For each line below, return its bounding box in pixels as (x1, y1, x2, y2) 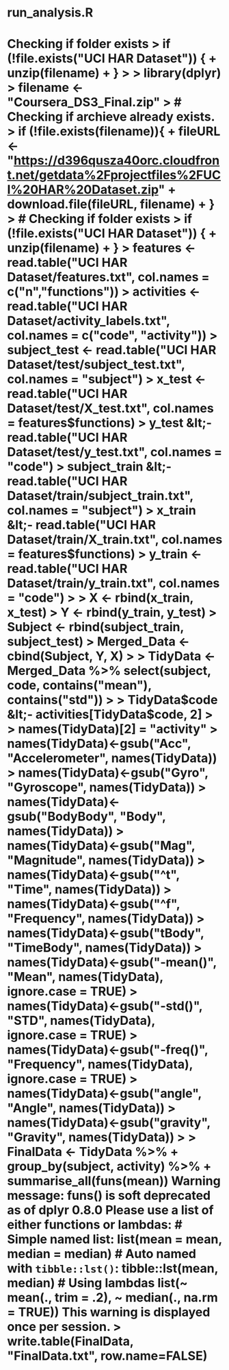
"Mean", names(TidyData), (7, 969, 164, 985)
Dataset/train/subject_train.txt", (7, 488, 193, 504)
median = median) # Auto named (7, 1247, 197, 1262)
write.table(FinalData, (7, 1334, 134, 1349)
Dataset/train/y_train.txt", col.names (7, 576, 220, 591)
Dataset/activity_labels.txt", (7, 314, 170, 329)
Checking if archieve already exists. (7, 109, 215, 125)
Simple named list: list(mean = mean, (7, 1231, 222, 1247)
